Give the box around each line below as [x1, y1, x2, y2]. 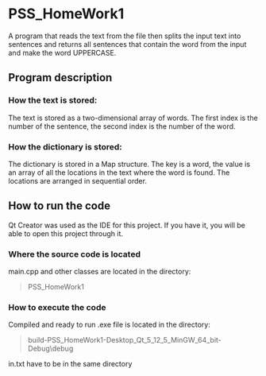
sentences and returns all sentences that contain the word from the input [8, 39, 247, 48]
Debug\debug [27, 343, 74, 354]
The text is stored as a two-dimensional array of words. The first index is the [8, 113, 258, 122]
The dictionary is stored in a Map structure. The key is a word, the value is [8, 159, 251, 169]
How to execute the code [8, 301, 106, 312]
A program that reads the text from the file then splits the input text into [8, 31, 241, 41]
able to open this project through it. [8, 228, 124, 238]
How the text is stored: [8, 95, 98, 106]
